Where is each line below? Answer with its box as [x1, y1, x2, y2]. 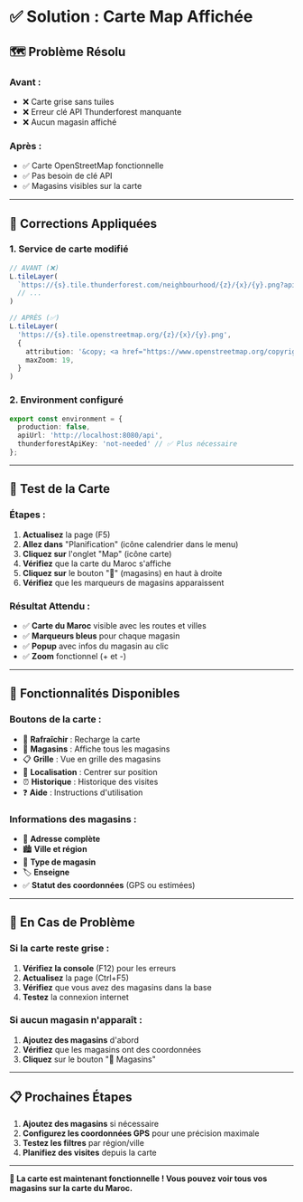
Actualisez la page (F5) [22, 529, 111, 540]
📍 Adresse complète [22, 833, 101, 844]
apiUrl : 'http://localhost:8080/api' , [17, 431, 164, 440]
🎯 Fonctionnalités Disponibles [9, 686, 180, 702]
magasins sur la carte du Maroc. [9, 1182, 133, 1193]
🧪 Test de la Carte [9, 481, 111, 497]
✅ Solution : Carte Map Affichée [9, 6, 253, 27]
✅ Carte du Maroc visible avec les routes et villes [22, 620, 207, 630]
